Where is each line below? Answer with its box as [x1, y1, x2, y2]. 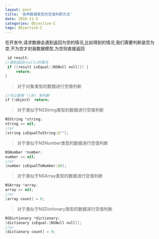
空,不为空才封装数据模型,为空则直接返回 [5, 46, 85, 52]
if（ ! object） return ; [5, 98, 50, 103]
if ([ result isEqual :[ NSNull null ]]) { [7, 64, 89, 69]
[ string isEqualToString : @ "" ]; [5, 131, 69, 135]
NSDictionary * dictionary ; [5, 215, 60, 221]
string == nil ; [5, 121, 36, 127]
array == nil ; [5, 187, 34, 192]
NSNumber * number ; [5, 150, 43, 155]
